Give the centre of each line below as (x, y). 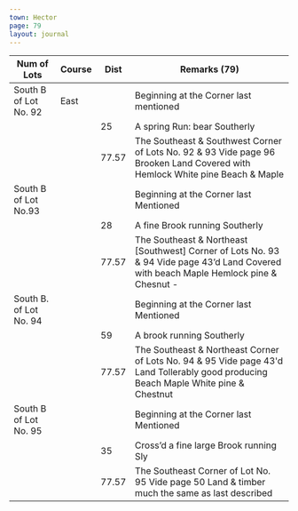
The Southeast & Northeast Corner (207, 350)
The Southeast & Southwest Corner (208, 141)
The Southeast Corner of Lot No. (203, 471)
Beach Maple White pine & (190, 383)
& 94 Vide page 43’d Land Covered (208, 262)
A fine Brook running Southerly (199, 226)
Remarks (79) (210, 69)
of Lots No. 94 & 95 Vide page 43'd (209, 361)
